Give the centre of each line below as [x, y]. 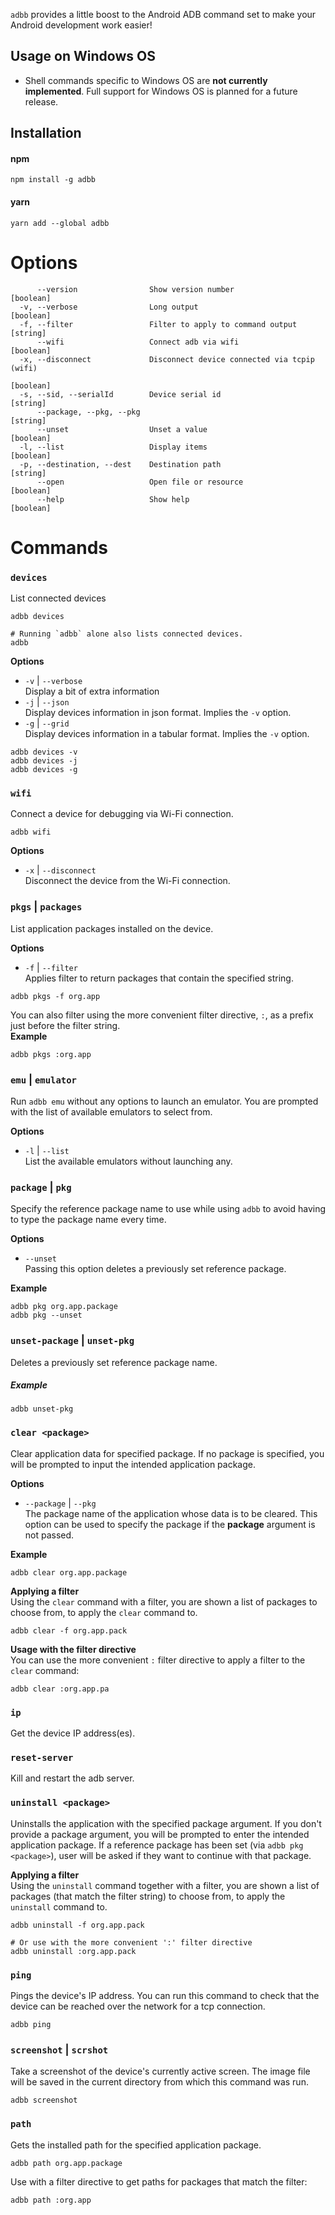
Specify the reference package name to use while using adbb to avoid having [168, 1209]
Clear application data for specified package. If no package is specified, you [167, 1453]
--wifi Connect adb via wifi [138, 342]
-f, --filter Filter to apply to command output [158, 324]
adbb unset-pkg [42, 1409]
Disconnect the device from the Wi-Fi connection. [127, 881]
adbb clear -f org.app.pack [69, 1630]
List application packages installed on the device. [112, 928]
